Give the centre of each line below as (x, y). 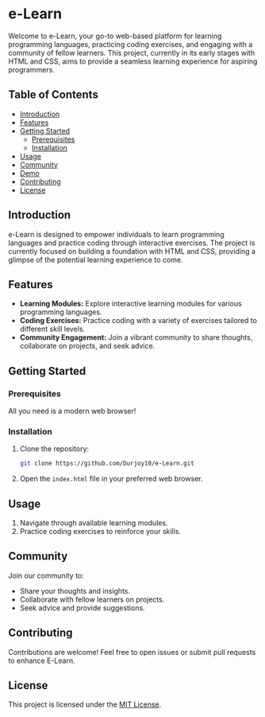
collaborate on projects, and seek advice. (87, 346)
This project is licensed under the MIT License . (85, 704)
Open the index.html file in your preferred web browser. (111, 479)
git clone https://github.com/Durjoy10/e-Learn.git (107, 464)
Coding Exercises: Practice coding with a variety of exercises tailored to (138, 321)
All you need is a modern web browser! (72, 411)
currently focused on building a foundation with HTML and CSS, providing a (132, 251)
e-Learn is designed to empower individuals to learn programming (116, 234)
